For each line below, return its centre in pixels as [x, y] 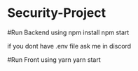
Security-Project [57, 13]
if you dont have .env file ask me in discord [69, 46]
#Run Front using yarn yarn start [54, 59]
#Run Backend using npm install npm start [68, 32]
